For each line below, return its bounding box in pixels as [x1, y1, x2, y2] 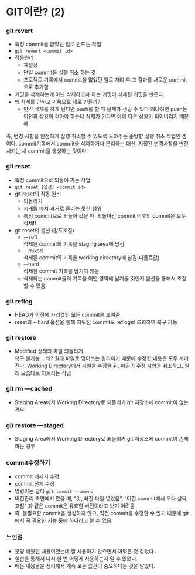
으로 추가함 [23, 83, 49, 91]
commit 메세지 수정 [14, 473, 60, 480]
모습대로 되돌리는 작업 [20, 370, 71, 377]
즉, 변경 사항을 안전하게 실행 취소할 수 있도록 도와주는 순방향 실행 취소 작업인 [6, 133, 181, 140]
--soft [23, 233, 38, 241]
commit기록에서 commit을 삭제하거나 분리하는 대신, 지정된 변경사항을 [18, 140, 178, 147]
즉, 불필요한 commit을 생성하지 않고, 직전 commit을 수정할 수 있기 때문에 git [14, 510, 189, 517]
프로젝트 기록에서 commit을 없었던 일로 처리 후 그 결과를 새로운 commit [23, 76, 187, 83]
